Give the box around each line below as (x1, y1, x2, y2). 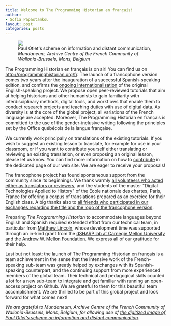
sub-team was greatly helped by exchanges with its (25, 262, 134, 268)
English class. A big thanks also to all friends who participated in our (5, 199, 149, 205)
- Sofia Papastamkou (5, 17, 49, 22)
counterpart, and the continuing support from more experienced (25, 267, 160, 273)
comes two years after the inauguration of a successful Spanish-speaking (5, 77, 160, 83)
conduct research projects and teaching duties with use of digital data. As (5, 104, 160, 110)
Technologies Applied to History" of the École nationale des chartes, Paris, (5, 188, 162, 194)
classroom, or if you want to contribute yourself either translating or (5, 146, 148, 152)
